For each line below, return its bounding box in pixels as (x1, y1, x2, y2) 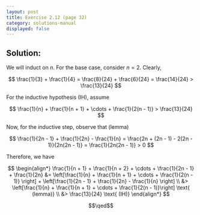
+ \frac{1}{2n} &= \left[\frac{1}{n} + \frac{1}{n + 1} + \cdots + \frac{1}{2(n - (8, 171, 193, 178)
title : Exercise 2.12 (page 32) (6, 14, 87, 20)
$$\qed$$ (88, 202, 114, 210)
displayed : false (6, 25, 50, 32)
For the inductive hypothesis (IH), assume (6, 94, 110, 101)
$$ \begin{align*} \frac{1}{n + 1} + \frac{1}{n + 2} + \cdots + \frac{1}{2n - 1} (7, 165, 195, 172)
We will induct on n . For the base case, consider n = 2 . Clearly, (6, 64, 162, 71)
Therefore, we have (6, 153, 55, 160)
